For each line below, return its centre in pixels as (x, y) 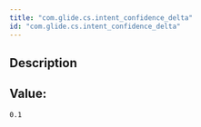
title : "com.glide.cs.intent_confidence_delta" (101, 18)
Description (43, 63)
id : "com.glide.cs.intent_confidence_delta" (95, 26)
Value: (28, 94)
